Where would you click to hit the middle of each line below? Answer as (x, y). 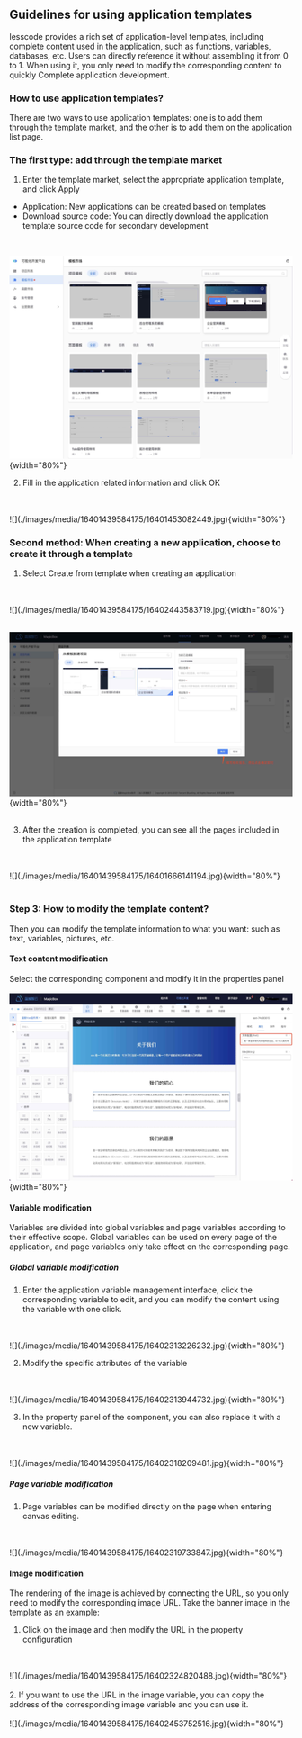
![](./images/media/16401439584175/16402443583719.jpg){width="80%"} (147, 609)
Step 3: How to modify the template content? (109, 909)
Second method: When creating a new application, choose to (145, 542)
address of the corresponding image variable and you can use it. (129, 1705)
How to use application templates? (86, 98)
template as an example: (55, 1612)
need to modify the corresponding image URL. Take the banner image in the (150, 1603)
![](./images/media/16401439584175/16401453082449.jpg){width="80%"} (147, 519)
